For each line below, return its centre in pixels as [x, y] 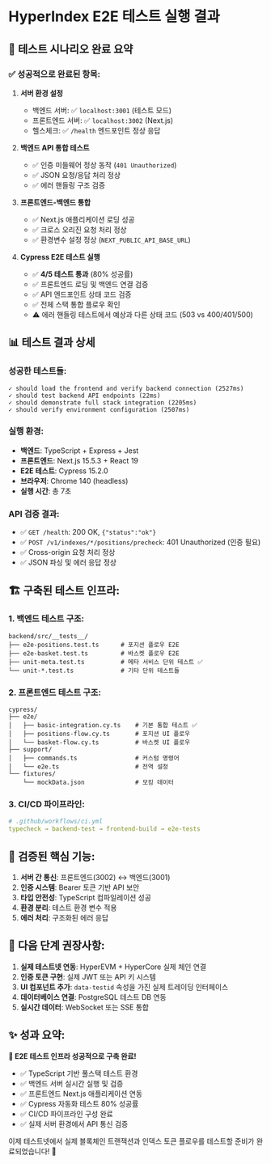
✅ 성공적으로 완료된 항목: [55, 74]
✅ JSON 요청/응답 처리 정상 [76, 175]
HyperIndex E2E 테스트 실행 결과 [114, 17]
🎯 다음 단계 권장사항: [57, 946]
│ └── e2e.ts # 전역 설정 [88, 767]
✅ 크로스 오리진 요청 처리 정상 [79, 229]
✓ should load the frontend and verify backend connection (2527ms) [126, 388]
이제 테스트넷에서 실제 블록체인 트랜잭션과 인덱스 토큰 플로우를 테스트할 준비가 [131, 1141]
